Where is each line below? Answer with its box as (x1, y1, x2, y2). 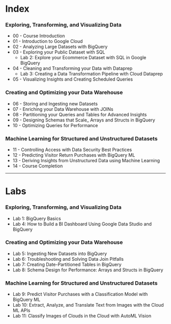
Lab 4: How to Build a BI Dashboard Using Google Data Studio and (12, 220, 152, 227)
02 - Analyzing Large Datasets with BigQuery (12, 44, 108, 50)
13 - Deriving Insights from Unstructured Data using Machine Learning (12, 158, 160, 164)
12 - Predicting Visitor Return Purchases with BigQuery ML (12, 152, 135, 158)
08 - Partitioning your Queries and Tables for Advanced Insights (12, 111, 147, 117)
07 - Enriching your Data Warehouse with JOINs (12, 106, 113, 112)
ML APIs (12, 307, 31, 314)
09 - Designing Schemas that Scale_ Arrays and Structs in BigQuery (12, 117, 155, 123)
